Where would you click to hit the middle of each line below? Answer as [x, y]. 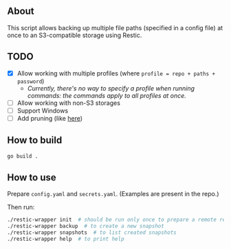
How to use [32, 177]
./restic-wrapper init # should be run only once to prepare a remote [112, 220]
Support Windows [43, 110]
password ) [31, 81]
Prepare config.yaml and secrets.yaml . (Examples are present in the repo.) [113, 194]
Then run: [21, 207]
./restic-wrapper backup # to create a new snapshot [86, 226]
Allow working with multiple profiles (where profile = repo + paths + [116, 73]
